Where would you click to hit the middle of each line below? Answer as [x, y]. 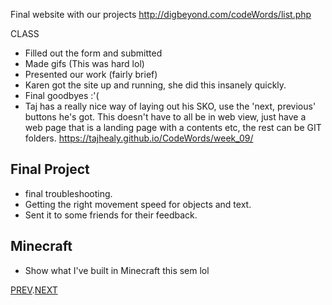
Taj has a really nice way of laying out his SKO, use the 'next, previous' [170, 106]
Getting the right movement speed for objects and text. [138, 204]
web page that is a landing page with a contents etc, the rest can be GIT [173, 127]
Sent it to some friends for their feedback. [111, 215]
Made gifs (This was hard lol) [84, 63]
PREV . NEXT [34, 290]
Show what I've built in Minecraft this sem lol [117, 270]
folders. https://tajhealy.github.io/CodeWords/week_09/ [139, 138]
